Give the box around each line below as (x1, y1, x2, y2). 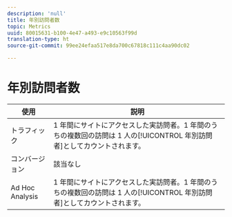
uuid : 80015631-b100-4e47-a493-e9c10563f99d (7, 29, 137, 37)
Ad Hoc (10, 182, 35, 192)
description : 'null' (7, 10, 67, 17)
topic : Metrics (7, 23, 51, 30)
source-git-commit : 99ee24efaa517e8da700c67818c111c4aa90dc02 (7, 42, 190, 49)
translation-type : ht (7, 36, 70, 43)
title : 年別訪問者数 (7, 17, 60, 23)
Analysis (10, 191, 39, 201)
